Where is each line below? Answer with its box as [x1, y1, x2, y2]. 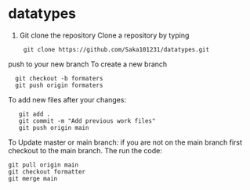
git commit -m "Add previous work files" [18, 117, 156, 125]
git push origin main [18, 124, 89, 131]
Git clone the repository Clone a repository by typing [19, 30, 190, 40]
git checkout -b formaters [15, 74, 103, 82]
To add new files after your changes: [8, 95, 127, 104]
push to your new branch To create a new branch [8, 59, 168, 69]
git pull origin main [8, 161, 79, 169]
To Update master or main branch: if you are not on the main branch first [8, 138, 243, 147]
